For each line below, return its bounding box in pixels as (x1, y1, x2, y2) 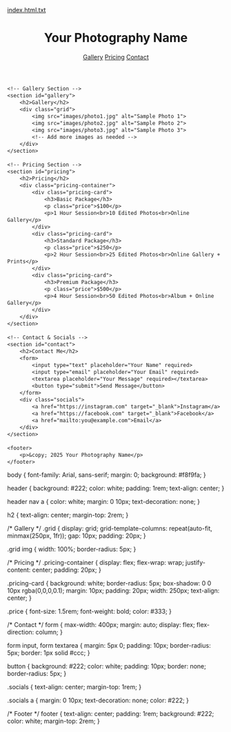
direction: (7, 628, 34, 636)
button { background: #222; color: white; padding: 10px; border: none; (7, 661, 207, 670)
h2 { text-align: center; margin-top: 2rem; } (7, 511, 129, 519)
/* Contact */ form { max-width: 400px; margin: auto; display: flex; (7, 620, 195, 628)
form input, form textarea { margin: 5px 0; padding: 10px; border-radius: (7, 641, 212, 649)
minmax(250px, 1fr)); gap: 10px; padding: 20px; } (7, 532, 146, 540)
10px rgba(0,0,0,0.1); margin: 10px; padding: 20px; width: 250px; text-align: (7, 586, 220, 594)
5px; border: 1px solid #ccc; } (7, 648, 90, 657)
